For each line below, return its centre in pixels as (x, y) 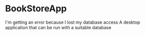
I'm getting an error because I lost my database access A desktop (73, 22)
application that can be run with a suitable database (58, 27)
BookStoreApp (36, 9)
